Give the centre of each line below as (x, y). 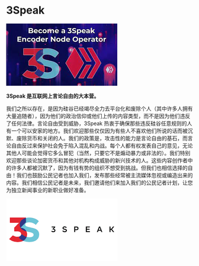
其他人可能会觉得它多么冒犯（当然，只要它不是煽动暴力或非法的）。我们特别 (98, 153)
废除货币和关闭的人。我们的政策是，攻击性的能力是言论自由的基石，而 (102, 138)
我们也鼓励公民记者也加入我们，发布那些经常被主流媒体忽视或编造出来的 (105, 175)
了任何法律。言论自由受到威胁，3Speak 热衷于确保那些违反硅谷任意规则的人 (99, 123)
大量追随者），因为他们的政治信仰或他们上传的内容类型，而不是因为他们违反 (98, 116)
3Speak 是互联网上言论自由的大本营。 (53, 96)
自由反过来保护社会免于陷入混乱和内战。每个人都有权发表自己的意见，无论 (102, 145)
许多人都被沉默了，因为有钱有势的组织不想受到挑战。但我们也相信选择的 (99, 168)
